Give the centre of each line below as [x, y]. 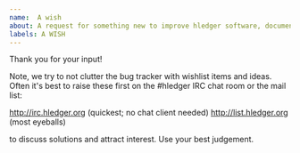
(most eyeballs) [38, 122]
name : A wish [36, 17]
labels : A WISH [37, 34]
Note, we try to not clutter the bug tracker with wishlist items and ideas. [141, 76]
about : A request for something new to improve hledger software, [135, 26]
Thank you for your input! [56, 60]
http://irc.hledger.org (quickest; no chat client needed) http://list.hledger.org [149, 113]
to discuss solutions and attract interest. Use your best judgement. [132, 140]
